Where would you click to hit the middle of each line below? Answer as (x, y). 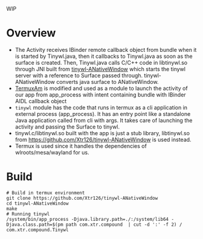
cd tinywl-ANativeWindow (37, 203)
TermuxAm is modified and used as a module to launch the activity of (101, 88)
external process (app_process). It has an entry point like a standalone (103, 113)
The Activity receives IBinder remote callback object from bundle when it (106, 49)
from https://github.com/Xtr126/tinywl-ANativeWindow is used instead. (103, 139)
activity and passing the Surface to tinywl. (67, 127)
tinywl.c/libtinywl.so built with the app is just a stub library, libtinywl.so (102, 133)
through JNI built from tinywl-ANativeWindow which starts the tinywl (100, 69)
